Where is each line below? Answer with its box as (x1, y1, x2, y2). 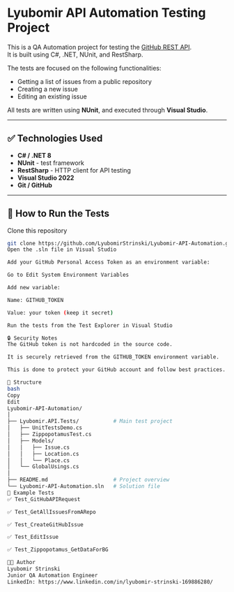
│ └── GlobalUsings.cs (7, 463, 79, 470)
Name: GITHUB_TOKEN (7, 296, 64, 303)
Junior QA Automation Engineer (7, 572, 98, 579)
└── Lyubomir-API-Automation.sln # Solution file (7, 483, 160, 490)
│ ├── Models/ (7, 437, 54, 445)
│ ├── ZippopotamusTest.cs (7, 431, 92, 438)
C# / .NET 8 (17, 151, 52, 159)
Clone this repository (7, 226, 68, 235)
